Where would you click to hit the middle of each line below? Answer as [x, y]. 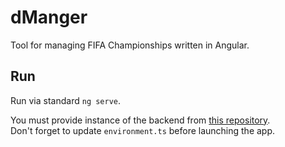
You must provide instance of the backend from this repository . [140, 120]
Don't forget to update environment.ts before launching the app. [143, 130]
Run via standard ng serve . [66, 100]
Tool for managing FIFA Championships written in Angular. [130, 45]
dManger [49, 17]
